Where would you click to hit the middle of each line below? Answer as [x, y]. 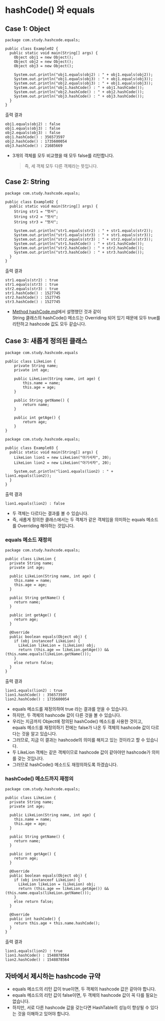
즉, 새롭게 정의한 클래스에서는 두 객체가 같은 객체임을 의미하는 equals [79, 519]
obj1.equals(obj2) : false [33, 124]
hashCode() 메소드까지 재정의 [39, 778]
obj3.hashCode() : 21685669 [34, 146]
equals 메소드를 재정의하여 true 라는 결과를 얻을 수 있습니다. [70, 709]
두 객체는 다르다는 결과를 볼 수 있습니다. [50, 513]
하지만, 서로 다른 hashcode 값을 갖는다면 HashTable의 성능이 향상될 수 [81, 1008]
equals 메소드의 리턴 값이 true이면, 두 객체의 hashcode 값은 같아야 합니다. [84, 989]
